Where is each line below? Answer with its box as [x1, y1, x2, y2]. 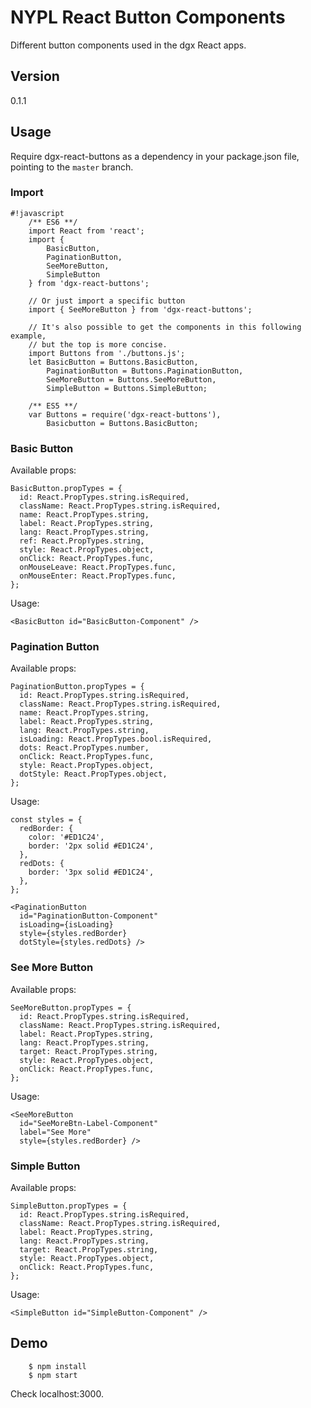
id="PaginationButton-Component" [19, 911, 159, 921]
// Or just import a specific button [28, 296, 186, 306]
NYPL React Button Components [10, 6, 286, 29]
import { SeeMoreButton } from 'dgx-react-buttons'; [28, 304, 253, 315]
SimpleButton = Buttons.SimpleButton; [46, 383, 208, 393]
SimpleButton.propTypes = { [10, 1201, 128, 1211]
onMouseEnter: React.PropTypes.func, [19, 571, 177, 581]
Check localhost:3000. [10, 1387, 104, 1400]
